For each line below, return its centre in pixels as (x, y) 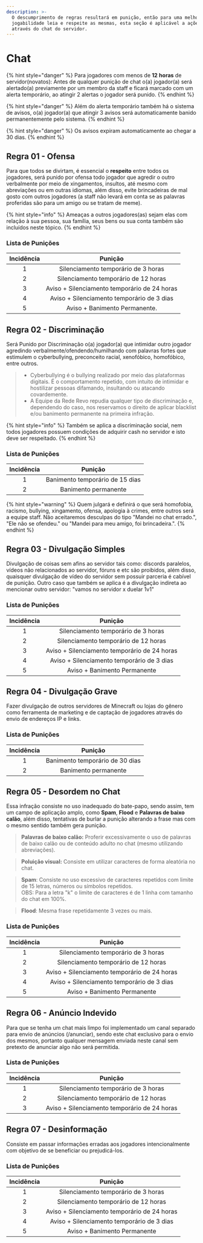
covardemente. (49, 395)
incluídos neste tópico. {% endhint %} (53, 228)
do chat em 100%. (43, 899)
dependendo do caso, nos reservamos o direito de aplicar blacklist (113, 407)
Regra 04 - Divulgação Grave (62, 692)
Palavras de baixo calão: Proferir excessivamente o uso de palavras (106, 837)
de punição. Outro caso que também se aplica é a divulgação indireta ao (97, 583)
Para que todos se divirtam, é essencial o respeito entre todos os (88, 171)
